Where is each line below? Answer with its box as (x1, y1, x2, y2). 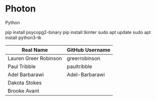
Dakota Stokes (7, 79, 42, 86)
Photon (5, 3, 36, 14)
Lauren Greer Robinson (7, 54, 62, 61)
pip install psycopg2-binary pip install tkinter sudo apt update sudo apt (5, 29, 151, 35)
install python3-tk (5, 34, 41, 40)
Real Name (21, 46, 48, 53)
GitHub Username (66, 46, 111, 53)
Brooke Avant (7, 87, 39, 94)
